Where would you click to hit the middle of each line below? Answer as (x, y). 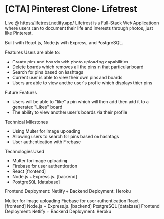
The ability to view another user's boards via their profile (69, 112)
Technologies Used (25, 151)
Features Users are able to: (33, 52)
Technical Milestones (27, 122)
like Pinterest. (19, 33)
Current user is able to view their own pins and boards (67, 77)
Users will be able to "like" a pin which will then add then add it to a (81, 101)
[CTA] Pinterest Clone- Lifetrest (71, 9)
